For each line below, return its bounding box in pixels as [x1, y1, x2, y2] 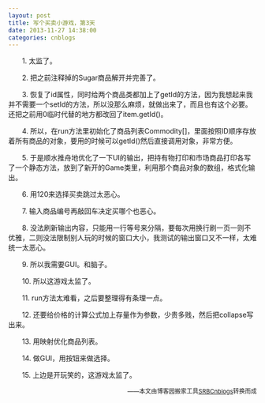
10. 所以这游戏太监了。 [21, 277, 96, 286]
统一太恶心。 [8, 243, 50, 253]
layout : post [8, 11, 51, 20]
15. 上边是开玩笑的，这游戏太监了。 [21, 371, 136, 380]
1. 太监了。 [21, 56, 57, 66]
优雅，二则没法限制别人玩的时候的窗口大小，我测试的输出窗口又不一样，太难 [8, 233, 257, 243]
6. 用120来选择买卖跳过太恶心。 [21, 190, 125, 199]
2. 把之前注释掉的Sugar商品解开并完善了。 [21, 73, 160, 83]
